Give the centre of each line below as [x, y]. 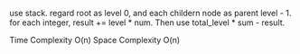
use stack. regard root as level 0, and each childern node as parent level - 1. [150, 13]
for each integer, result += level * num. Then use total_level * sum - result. [147, 22]
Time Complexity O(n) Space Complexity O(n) [95, 40]
